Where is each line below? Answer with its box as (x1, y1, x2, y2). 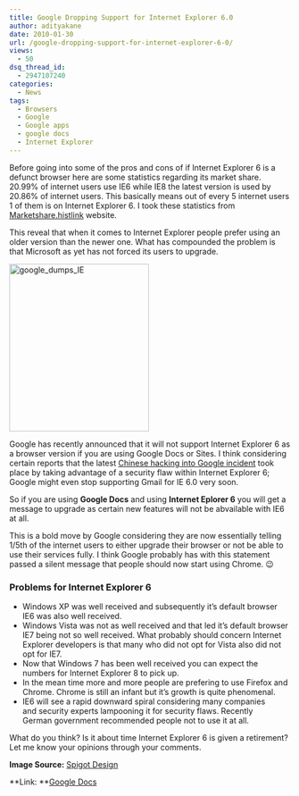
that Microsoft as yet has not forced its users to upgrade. (9, 246, 219, 256)
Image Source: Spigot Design (9, 759, 119, 770)
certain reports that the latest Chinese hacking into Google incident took (9, 457, 275, 468)
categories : (9, 80, 54, 88)
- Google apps (17, 121, 70, 130)
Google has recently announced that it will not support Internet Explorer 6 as (9, 439, 291, 449)
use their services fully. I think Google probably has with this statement (9, 549, 270, 559)
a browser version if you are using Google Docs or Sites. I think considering (9, 448, 287, 458)
